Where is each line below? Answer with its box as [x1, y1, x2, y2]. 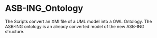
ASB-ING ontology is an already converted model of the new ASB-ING [5, 23, 144, 29]
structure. [5, 28, 25, 34]
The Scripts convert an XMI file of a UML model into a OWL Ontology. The [5, 19, 152, 24]
